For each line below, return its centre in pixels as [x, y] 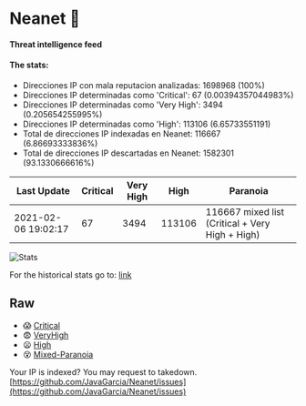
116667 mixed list [245, 211]
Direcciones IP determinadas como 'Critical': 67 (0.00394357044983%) [158, 95]
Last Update [44, 190]
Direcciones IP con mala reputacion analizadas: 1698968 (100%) [144, 85]
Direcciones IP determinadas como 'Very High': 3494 [122, 105]
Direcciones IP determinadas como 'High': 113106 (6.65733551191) [147, 124]
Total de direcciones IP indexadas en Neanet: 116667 [122, 133]
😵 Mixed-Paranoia [58, 354]
